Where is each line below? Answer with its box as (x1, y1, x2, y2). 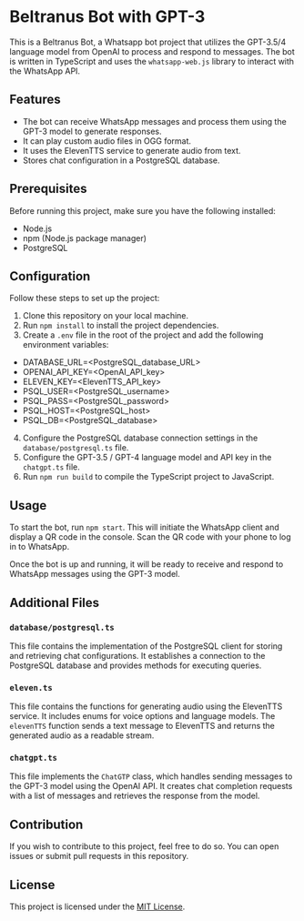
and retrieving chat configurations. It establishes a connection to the (9, 650, 266, 661)
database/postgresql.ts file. (22, 442, 129, 453)
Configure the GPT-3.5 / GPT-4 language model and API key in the (22, 452, 272, 463)
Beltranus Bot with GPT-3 (9, 6, 206, 27)
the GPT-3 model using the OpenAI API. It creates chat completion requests (9, 781, 293, 792)
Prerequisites (9, 181, 87, 197)
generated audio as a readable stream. (9, 730, 155, 741)
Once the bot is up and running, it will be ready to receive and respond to (9, 559, 284, 570)
